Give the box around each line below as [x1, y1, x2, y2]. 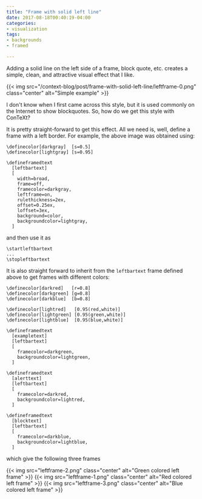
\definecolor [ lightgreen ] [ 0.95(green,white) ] [6, 312, 126, 318]
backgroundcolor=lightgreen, [17, 354, 91, 360]
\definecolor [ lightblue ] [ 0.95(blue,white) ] [6, 316, 123, 323]
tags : [6, 32, 20, 38]
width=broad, [17, 175, 50, 182]
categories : [6, 20, 36, 26]
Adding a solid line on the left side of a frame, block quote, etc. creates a [6, 64, 188, 72]
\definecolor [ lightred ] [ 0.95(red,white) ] [6, 306, 121, 312]
